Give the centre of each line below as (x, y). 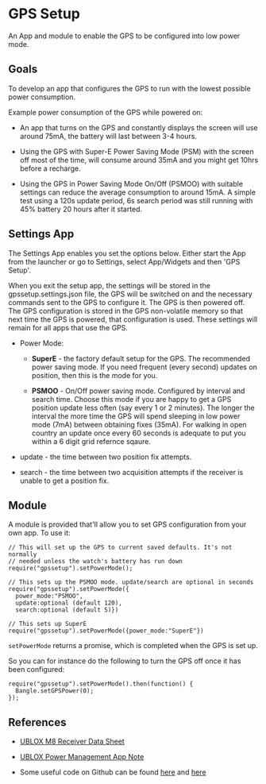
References (37, 722)
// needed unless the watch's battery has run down (95, 562)
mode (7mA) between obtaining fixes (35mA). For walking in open (139, 424)
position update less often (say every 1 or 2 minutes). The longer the (143, 407)
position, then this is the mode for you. (94, 375)
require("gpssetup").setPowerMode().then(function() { (101, 684)
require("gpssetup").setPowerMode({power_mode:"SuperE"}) (106, 631)
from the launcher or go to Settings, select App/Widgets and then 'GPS (124, 261)
